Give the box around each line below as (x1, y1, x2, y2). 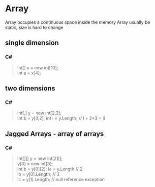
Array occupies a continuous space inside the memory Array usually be (5, 19, 150, 25)
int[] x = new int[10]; (17, 64, 58, 70)
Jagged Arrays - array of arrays (5, 129, 104, 138)
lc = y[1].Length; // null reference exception (17, 177, 105, 182)
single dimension (5, 39, 59, 47)
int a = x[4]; (17, 70, 41, 76)
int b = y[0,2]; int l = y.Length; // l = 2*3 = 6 (17, 115, 106, 121)
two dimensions (5, 84, 56, 93)
